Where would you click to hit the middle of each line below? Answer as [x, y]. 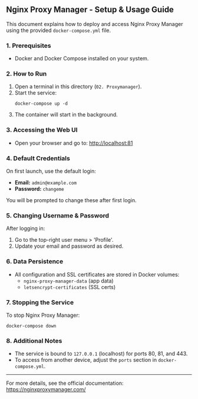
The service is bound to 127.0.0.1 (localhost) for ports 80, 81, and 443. [101, 353]
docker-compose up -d [41, 104]
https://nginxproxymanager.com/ [46, 390]
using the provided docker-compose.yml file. [59, 30]
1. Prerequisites [29, 46]
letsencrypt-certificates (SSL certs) [70, 287]
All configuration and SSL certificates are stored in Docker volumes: [97, 274]
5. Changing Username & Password [58, 215]
